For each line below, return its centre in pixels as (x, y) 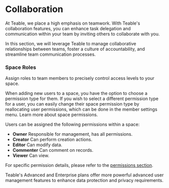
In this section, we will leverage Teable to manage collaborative (71, 43)
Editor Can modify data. (37, 145)
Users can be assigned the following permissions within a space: (72, 125)
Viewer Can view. (31, 156)
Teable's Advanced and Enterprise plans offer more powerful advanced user (84, 175)
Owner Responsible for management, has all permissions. (72, 134)
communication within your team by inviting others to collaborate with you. (82, 34)
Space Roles (21, 67)
